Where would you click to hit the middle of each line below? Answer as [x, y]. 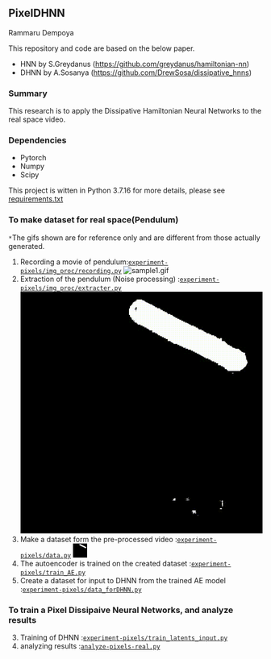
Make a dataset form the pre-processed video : [98, 539]
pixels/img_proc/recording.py [71, 271]
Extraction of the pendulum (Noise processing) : [100, 279]
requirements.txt [36, 199]
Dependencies [38, 140]
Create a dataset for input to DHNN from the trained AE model [123, 580]
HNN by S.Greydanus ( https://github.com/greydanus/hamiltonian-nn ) [135, 64]
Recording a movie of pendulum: [74, 262]
